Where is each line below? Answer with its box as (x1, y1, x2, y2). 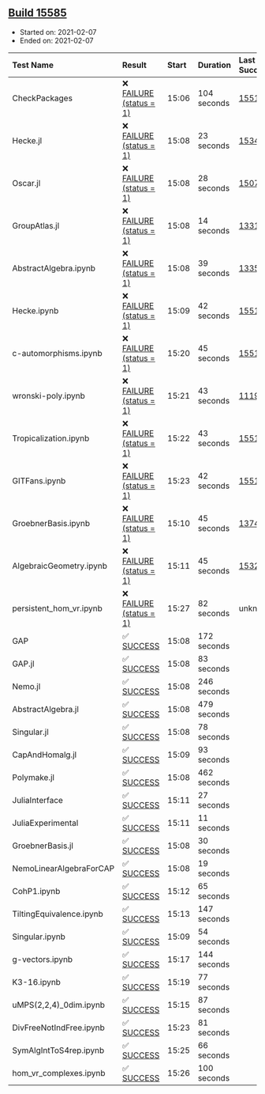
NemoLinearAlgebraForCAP (12, 862, 115, 873)
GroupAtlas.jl (12, 220, 60, 231)
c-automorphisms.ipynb (12, 347, 103, 358)
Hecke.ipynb (12, 305, 59, 316)
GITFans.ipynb (12, 475, 66, 486)
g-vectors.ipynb (12, 953, 73, 964)
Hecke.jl (12, 134, 43, 146)
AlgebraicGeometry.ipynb (12, 560, 108, 571)
